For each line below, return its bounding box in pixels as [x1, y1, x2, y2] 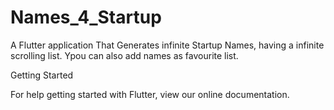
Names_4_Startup [10, 6, 162, 29]
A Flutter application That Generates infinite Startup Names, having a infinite [10, 39, 325, 51]
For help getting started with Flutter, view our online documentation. [10, 88, 290, 100]
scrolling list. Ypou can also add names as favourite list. [10, 49, 239, 61]
